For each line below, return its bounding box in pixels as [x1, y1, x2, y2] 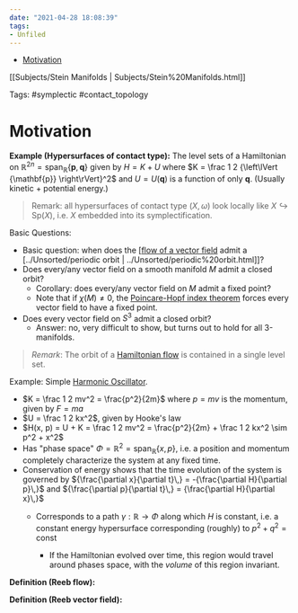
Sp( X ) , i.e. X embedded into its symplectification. [31, 209, 213, 220]
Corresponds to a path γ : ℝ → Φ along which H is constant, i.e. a [35, 511, 279, 521]
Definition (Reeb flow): [9, 576, 96, 587]
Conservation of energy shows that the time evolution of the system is [22, 464, 283, 475]
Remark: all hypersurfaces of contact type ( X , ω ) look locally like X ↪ [31, 200, 289, 211]
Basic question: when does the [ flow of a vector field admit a [22, 244, 248, 255]
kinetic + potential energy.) [9, 182, 110, 193]
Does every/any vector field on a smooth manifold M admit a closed [22, 263, 273, 274]
